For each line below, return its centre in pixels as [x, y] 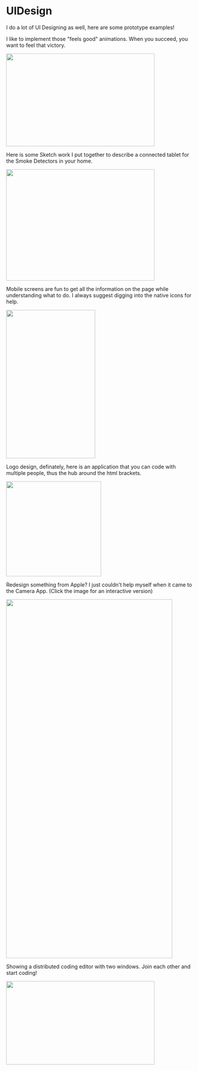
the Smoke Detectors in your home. [49, 161]
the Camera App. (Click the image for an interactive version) [79, 591]
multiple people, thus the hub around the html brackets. [74, 473]
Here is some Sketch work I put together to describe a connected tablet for [98, 154]
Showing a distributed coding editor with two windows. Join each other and [98, 967]
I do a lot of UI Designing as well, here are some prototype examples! [90, 27]
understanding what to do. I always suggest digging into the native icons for [99, 295]
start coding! [22, 972]
